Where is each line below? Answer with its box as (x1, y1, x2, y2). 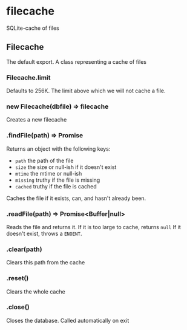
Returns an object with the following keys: (6, 145, 111, 153)
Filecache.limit (6, 73, 51, 81)
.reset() (6, 274, 29, 283)
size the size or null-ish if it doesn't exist (15, 163, 117, 171)
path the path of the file (15, 157, 74, 164)
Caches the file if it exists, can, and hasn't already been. (6, 194, 146, 202)
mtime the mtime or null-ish (15, 170, 82, 177)
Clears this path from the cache (6, 259, 85, 266)
